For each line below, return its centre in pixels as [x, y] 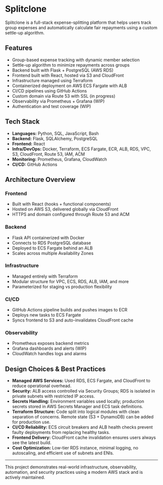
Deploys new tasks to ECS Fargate [47, 315]
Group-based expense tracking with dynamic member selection [76, 60]
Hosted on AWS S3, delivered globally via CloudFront [65, 209]
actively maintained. [25, 477]
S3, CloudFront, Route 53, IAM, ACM [48, 154]
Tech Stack [22, 122]
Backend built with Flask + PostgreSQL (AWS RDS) [63, 70]
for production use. [31, 422]
